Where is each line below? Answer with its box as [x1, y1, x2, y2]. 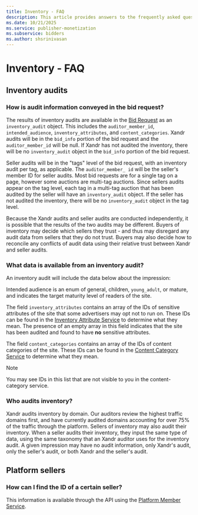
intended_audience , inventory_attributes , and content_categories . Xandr [6, 128, 186, 136]
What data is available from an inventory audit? [6, 261, 144, 269]
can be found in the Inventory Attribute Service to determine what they [6, 316, 178, 323]
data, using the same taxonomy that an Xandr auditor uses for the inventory [6, 436, 190, 443]
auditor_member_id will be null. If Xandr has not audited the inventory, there [6, 141, 188, 149]
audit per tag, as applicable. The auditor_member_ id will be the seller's [6, 165, 179, 172]
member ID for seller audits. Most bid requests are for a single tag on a [6, 172, 178, 179]
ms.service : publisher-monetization [6, 25, 96, 31]
